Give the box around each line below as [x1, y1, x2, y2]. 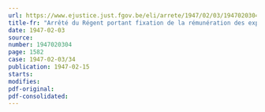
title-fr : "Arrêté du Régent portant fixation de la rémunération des [8, 19, 245, 27]
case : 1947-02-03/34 [8, 56, 77, 64]
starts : [8, 70, 34, 78]
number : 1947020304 [8, 41, 73, 49]
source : [8, 33, 34, 42]
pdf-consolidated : [8, 92, 69, 100]
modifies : [8, 77, 41, 85]
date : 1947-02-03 [8, 26, 65, 34]
